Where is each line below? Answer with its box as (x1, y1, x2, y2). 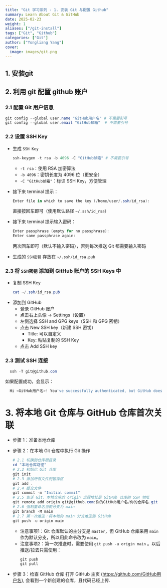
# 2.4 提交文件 (12, 486, 42, 491)
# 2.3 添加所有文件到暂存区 (12, 476, 64, 481)
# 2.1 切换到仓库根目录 (12, 458, 56, 463)
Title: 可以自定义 (27, 331, 61, 337)
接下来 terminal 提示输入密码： (12, 219, 76, 225)
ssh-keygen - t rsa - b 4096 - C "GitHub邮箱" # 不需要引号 (12, 155, 129, 160)
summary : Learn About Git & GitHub (5, 12, 80, 17)
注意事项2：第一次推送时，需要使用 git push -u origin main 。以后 (20, 540, 160, 546)
